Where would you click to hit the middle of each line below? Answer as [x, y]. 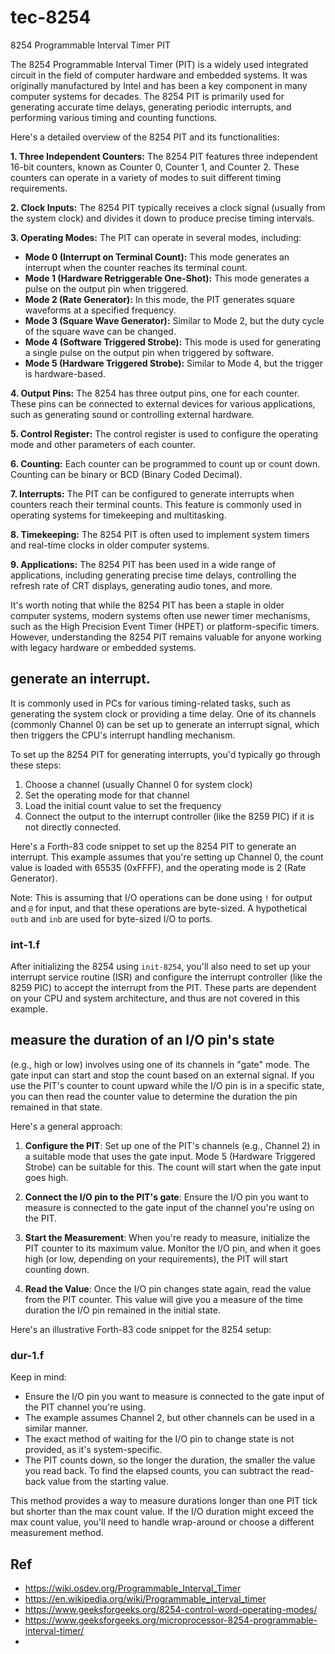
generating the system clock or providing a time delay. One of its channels [163, 713]
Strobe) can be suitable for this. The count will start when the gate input [173, 1167]
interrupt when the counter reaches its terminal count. [136, 267]
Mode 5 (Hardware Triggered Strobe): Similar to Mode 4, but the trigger [173, 363]
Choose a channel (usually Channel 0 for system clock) [138, 784]
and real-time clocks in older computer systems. [110, 545]
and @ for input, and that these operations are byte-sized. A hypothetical [159, 908]
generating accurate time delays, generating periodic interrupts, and [151, 107]
